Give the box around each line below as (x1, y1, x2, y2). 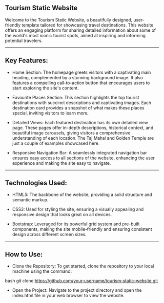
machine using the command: (12, 268, 72, 274)
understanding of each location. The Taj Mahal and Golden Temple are (12, 135, 154, 141)
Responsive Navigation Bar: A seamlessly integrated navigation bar (12, 150, 147, 155)
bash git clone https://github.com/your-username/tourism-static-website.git (5, 278, 158, 284)
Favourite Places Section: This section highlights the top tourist (12, 94, 139, 100)
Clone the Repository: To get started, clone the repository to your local (12, 263, 154, 269)
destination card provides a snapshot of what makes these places (12, 105, 145, 110)
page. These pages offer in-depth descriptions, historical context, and (12, 125, 154, 130)
